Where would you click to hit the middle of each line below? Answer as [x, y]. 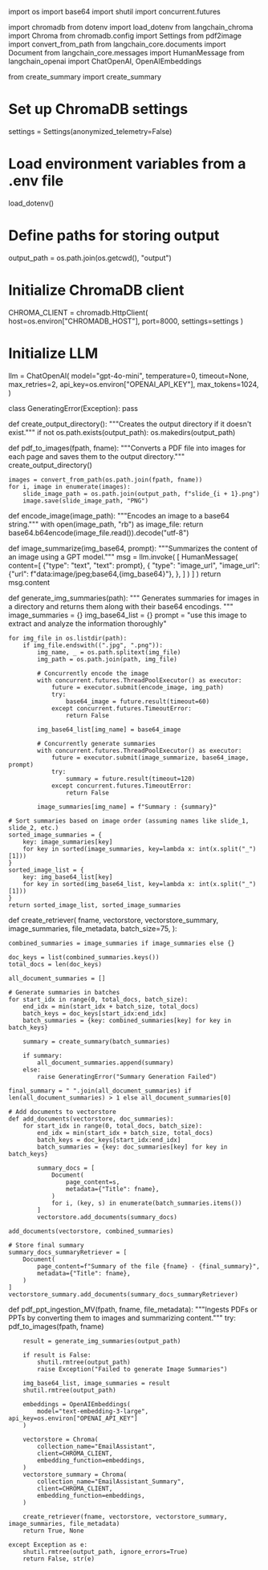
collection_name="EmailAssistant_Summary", [111, 1481]
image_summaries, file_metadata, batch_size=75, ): [93, 928]
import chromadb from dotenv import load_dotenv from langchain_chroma [131, 27]
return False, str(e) [59, 1559]
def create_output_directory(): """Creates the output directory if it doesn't [130, 424]
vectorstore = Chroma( [61, 1439]
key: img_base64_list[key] [68, 877]
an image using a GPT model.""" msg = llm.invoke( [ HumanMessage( [123, 556]
